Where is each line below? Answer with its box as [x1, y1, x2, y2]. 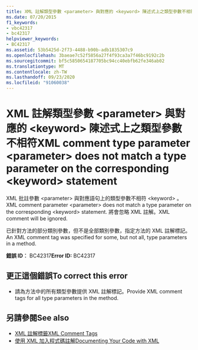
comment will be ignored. [6, 214, 68, 222]
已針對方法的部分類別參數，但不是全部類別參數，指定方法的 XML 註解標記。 [6, 227, 190, 234]
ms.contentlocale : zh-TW [6, 69, 67, 75]
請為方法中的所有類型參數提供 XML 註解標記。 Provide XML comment [14, 288, 183, 295]
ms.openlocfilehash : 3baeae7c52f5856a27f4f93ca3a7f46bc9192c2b [6, 52, 165, 58]
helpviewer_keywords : [6, 36, 60, 42]
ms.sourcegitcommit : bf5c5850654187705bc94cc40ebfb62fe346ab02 [6, 58, 165, 64]
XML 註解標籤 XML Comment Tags [14, 329, 98, 336]
